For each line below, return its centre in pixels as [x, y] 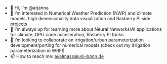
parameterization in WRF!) [37, 51]
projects [19, 24]
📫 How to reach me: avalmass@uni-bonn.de [57, 56]
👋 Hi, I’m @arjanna [29, 8]
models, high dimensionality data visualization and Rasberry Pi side [80, 18]
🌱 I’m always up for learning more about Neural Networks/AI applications [86, 29]
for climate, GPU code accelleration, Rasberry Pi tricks [67, 35]
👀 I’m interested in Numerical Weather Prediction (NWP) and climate [81, 13]
